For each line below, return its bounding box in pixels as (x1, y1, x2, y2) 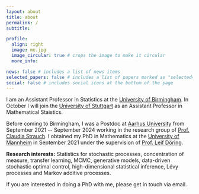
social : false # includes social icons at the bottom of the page (6, 79, 174, 86)
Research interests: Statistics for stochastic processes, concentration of (6, 151, 184, 158)
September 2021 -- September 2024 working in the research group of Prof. (6, 126, 190, 133)
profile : (6, 36, 28, 42)
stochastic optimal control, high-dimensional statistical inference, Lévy (6, 163, 179, 170)
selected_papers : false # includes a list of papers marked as (6, 74, 166, 80)
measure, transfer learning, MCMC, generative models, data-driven (6, 157, 171, 164)
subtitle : (6, 25, 31, 31)
